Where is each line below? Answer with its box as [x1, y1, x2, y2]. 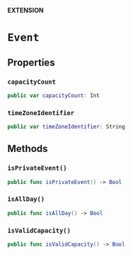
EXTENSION [7, 6, 44, 14]
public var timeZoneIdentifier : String [7, 124, 126, 131]
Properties [7, 56, 55, 68]
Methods [7, 143, 48, 155]
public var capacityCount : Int [7, 92, 100, 99]
